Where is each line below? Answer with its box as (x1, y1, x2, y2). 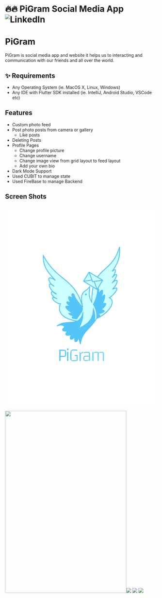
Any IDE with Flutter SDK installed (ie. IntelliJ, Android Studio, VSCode (12, 89, 152, 95)
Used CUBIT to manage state (12, 173, 71, 179)
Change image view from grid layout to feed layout (19, 158, 121, 164)
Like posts (19, 132, 40, 138)
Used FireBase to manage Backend (12, 178, 82, 184)
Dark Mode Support (12, 168, 52, 174)
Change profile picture (19, 147, 65, 153)
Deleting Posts (12, 137, 41, 143)
